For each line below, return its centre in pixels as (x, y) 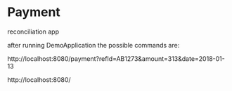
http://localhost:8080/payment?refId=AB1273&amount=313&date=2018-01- (116, 58)
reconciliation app (33, 31)
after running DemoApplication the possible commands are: (94, 45)
